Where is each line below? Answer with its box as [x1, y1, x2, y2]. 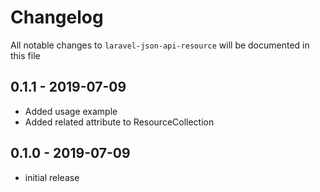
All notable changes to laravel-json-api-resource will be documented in [10, 39, 310, 51]
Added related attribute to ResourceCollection [24, 116, 215, 128]
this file [10, 49, 41, 61]
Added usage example [24, 105, 118, 117]
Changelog [10, 6, 104, 29]
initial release [24, 171, 80, 183]
